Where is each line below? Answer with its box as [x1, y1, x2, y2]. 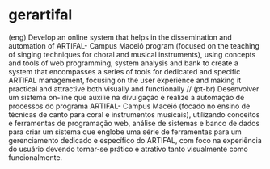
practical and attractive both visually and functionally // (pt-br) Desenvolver [8, 83, 259, 94]
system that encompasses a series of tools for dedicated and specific [8, 66, 241, 76]
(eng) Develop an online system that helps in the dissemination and [8, 32, 232, 42]
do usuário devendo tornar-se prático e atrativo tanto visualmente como [8, 144, 248, 154]
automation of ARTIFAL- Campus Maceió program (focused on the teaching [8, 40, 260, 50]
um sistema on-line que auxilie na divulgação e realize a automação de [8, 92, 245, 102]
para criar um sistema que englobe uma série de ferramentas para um [8, 127, 242, 137]
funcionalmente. [8, 152, 63, 163]
